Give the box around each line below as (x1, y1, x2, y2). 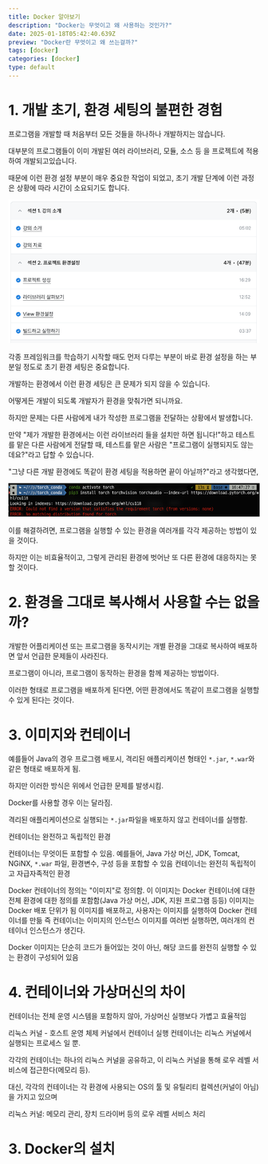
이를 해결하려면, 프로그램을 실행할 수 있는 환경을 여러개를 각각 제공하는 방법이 (8, 525, 249, 535)
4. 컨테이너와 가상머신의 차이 (8, 983, 186, 1001)
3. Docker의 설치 (8, 1139, 116, 1158)
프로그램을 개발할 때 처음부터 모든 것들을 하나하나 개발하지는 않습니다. (8, 128, 226, 139)
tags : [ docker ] (8, 46, 59, 55)
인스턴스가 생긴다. (29, 925, 85, 935)
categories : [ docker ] (8, 55, 81, 63)
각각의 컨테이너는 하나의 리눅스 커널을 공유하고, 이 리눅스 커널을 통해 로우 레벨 (8, 1055, 251, 1064)
